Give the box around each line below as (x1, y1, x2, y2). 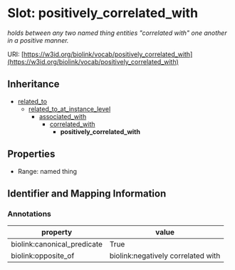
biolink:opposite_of (11, 251, 75, 261)
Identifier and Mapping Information (7, 187, 167, 199)
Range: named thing (17, 167, 77, 175)
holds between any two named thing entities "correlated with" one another (7, 28, 227, 37)
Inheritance (7, 78, 60, 90)
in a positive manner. (7, 36, 69, 44)
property (41, 227, 73, 237)
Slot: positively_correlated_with (7, 5, 198, 21)
